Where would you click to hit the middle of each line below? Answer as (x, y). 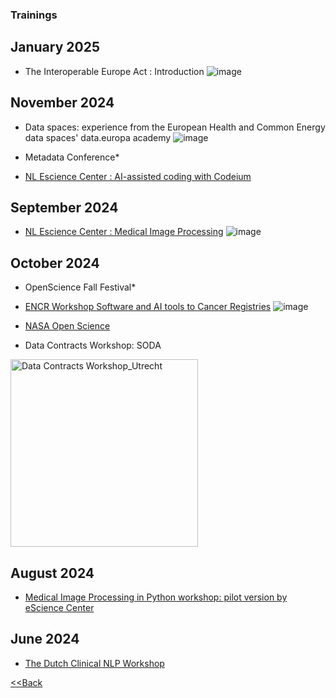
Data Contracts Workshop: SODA (93, 345)
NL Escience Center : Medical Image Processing (124, 232)
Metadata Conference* (72, 157)
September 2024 (64, 207)
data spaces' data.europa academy (98, 137)
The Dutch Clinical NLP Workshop (94, 663)
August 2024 (52, 573)
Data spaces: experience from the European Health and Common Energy (175, 127)
